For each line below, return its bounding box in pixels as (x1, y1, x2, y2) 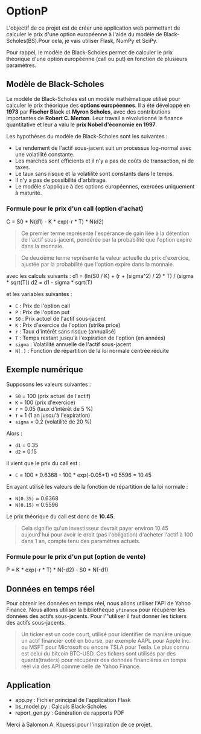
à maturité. (14, 189, 42, 196)
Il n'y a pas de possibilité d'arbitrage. (14, 176, 107, 184)
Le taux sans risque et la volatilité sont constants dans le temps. (14, 170, 174, 177)
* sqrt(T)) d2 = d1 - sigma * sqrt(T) (6, 279, 92, 286)
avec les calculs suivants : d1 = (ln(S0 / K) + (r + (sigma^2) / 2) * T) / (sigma (6, 272, 194, 280)
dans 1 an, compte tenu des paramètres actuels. (21, 537, 141, 544)
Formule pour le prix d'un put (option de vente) (6, 552, 146, 561)
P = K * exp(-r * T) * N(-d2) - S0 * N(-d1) (6, 566, 109, 573)
